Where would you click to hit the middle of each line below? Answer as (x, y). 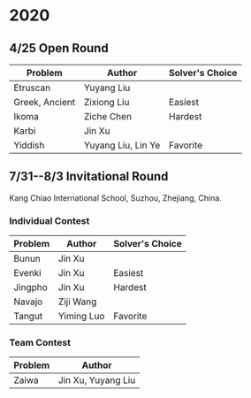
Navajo (28, 302)
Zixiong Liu (106, 102)
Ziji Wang (77, 302)
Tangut (28, 317)
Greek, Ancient (45, 102)
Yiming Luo (81, 317)
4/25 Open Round (59, 48)
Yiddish (29, 145)
